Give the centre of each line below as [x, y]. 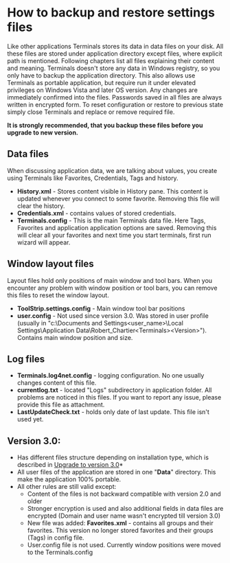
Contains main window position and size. [75, 337]
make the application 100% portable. [69, 479]
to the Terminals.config [60, 552]
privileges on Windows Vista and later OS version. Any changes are [102, 90]
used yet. [30, 420]
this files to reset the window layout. [58, 295]
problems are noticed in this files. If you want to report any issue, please [119, 398]
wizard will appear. [44, 242]
